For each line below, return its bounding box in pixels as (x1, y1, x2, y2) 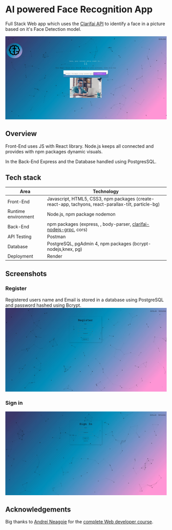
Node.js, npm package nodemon (47, 211, 116, 217)
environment (7, 214, 34, 220)
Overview (5, 129, 37, 138)
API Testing (7, 233, 32, 240)
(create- (136, 196, 155, 202)
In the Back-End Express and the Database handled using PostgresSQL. (5, 158, 157, 165)
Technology (93, 188, 119, 194)
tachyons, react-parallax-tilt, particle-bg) (71, 201, 160, 207)
